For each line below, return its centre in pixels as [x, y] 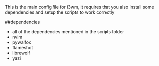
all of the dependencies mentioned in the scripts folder [68, 32]
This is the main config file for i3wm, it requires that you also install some [80, 7]
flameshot [23, 47]
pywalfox [22, 42]
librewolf [21, 53]
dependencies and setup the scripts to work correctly [60, 12]
